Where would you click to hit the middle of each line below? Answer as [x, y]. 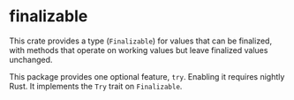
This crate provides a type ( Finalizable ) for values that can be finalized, [140, 41]
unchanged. [31, 59]
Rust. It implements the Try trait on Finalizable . [96, 86]
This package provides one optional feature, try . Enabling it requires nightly [147, 76]
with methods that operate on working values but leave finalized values [139, 50]
